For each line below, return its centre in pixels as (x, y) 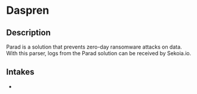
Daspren (28, 10)
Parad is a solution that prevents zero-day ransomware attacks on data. (94, 47)
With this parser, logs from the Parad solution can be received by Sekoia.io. (99, 53)
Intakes (20, 72)
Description (28, 33)
